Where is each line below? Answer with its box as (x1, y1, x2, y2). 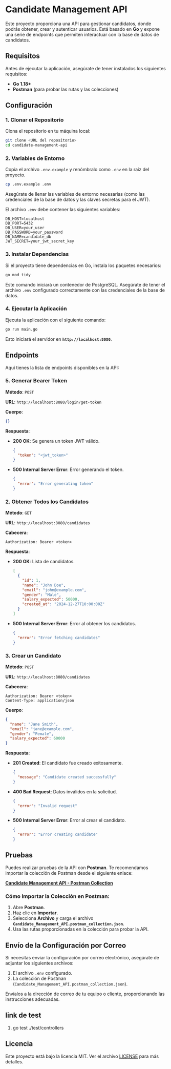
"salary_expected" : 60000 (10, 736, 66, 741)
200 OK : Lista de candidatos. (12, 559, 75, 565)
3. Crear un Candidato (5, 652, 61, 659)
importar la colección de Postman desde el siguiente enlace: (5, 870, 133, 876)
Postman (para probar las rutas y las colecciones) (12, 86, 119, 92)
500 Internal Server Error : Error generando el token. (12, 466, 124, 472)
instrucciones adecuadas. (5, 996, 60, 1002)
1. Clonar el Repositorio (5, 116, 64, 124)
